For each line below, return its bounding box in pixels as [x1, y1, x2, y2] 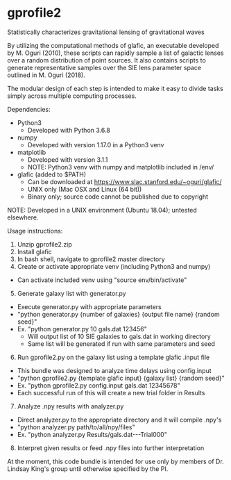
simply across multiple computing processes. [7, 92, 137, 100]
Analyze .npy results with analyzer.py [17, 402, 124, 411]
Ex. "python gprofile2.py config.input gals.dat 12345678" [17, 381, 180, 390]
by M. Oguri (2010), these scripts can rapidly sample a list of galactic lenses [7, 49, 224, 57]
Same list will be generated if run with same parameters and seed [27, 339, 215, 348]
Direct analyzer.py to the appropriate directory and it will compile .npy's [17, 415, 222, 424]
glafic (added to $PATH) [17, 170, 87, 179]
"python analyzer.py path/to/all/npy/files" [17, 422, 135, 431]
